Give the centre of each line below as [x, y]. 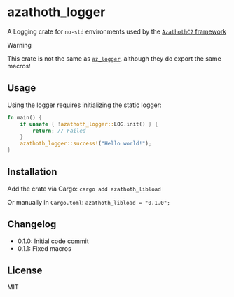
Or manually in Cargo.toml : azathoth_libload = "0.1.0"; [89, 202]
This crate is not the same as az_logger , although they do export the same [115, 58]
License [25, 271]
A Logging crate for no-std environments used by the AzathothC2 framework [117, 31]
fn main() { [25, 117]
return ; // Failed [59, 131]
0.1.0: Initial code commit [53, 241]
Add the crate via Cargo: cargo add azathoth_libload [84, 189]
